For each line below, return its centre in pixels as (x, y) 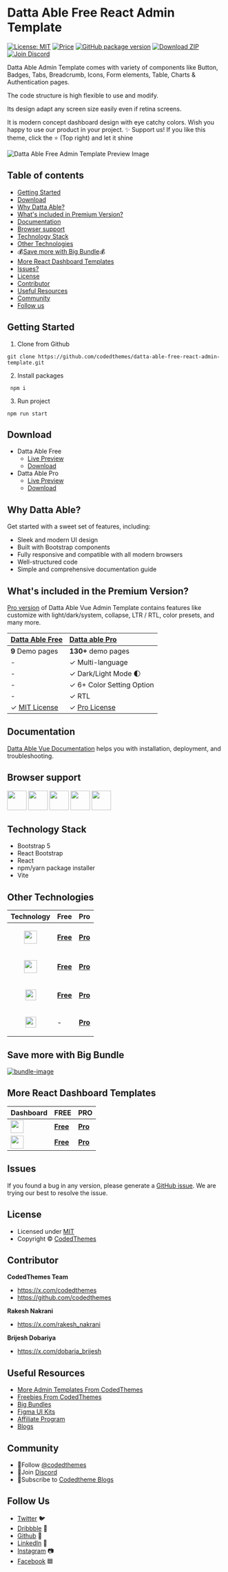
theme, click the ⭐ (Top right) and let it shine (70, 138)
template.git (26, 362)
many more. (24, 622)
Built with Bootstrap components (63, 547)
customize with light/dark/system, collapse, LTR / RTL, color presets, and (111, 615)
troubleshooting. (30, 756)
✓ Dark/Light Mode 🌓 (105, 674)
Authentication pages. (39, 82)
